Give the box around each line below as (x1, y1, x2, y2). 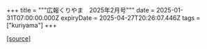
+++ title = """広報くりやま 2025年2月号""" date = (6, 6, 156, 14)
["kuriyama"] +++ (6, 21, 57, 29)
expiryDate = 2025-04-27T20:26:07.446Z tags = (60, 14, 201, 22)
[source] (6, 35, 31, 43)
